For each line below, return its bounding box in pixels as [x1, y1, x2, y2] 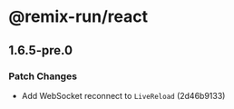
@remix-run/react [8, 6, 149, 27]
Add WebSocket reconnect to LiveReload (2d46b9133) [21, 90, 226, 101]
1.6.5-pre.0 [8, 43, 73, 58]
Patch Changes [8, 70, 78, 83]
